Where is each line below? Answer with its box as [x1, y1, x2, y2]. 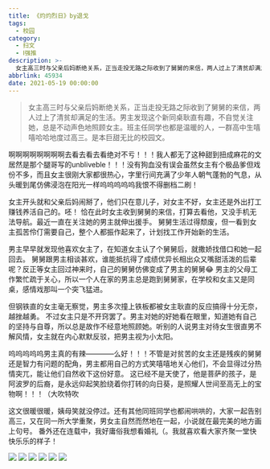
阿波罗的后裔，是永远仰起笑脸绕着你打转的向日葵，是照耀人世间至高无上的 [8, 379, 255, 389]
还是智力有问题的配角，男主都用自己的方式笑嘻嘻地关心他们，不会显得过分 [8, 359, 255, 368]
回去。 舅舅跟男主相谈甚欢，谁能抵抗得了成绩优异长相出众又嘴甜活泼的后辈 [8, 254, 257, 264]
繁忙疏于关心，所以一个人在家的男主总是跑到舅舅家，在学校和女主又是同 [14, 274, 255, 284]
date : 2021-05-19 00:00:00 [8, 79, 99, 87]
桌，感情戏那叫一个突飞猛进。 [8, 284, 107, 294]
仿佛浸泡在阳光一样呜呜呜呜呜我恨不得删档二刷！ [35, 179, 198, 189]
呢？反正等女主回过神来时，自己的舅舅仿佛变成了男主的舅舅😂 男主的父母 [8, 264, 252, 274]
